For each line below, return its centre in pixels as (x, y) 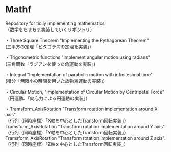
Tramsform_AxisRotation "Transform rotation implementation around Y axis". (86, 126)
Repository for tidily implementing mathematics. (56, 23)
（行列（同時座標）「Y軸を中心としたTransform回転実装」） (67, 132)
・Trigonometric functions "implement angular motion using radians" (78, 57)
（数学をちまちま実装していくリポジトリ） (50, 29)
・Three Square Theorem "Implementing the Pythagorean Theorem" (77, 40)
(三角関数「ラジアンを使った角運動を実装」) (51, 64)
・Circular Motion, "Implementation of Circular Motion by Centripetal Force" (85, 92)
